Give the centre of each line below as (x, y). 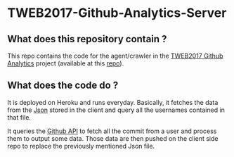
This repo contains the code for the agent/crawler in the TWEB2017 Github (115, 56)
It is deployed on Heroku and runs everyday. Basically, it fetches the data (113, 102)
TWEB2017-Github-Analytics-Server (117, 13)
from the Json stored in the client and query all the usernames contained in (116, 110)
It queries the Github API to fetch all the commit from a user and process (112, 131)
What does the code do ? (63, 86)
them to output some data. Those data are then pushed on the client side (113, 138)
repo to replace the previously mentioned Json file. (81, 146)
